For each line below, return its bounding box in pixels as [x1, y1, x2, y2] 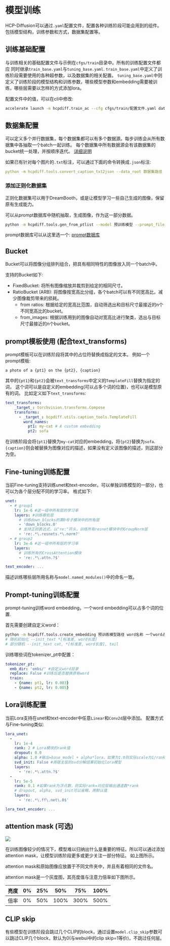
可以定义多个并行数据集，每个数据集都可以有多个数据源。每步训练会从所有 [5, 136, 160, 142]
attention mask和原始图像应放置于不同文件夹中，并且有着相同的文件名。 [5, 863, 156, 869]
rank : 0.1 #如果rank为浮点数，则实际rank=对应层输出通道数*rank [14, 783, 139, 789]
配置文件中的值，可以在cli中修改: [5, 96, 73, 102]
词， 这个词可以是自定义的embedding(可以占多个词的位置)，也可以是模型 [5, 384, 158, 390]
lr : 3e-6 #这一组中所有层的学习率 [14, 541, 79, 546]
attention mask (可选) [5, 822, 74, 831]
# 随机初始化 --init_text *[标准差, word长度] [5, 637, 98, 642]
